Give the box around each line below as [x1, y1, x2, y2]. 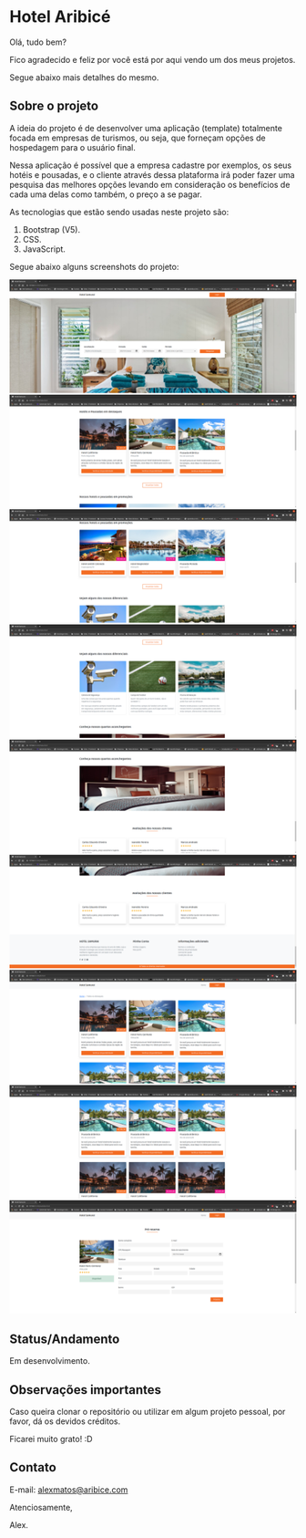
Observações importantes [9, 1382, 162, 1398]
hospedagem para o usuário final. [9, 141, 137, 152]
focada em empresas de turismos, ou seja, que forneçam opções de [9, 132, 266, 143]
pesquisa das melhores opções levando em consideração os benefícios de [9, 179, 291, 190]
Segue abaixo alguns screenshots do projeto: [9, 261, 179, 272]
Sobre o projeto [9, 99, 98, 114]
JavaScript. [22, 244, 66, 255]
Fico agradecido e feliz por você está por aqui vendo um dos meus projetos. [9, 54, 296, 65]
